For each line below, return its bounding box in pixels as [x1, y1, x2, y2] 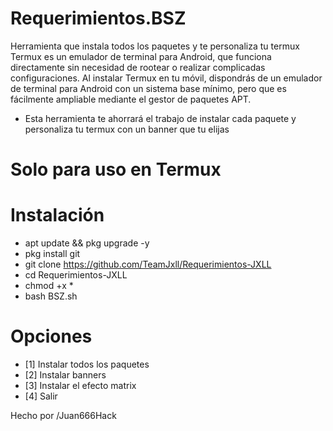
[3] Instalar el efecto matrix [24, 380, 137, 391]
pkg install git [24, 248, 81, 260]
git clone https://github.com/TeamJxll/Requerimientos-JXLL [24, 258, 272, 271]
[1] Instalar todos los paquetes [24, 358, 150, 370]
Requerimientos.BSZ [10, 7, 187, 30]
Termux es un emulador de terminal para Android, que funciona [10, 50, 272, 62]
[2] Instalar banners [24, 369, 107, 381]
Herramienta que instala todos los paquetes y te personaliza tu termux [10, 40, 300, 52]
